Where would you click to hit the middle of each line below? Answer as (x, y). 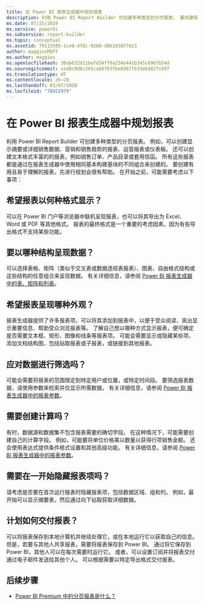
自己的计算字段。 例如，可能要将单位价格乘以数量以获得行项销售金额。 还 (103, 440)
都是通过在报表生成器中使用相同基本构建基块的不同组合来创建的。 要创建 (97, 164)
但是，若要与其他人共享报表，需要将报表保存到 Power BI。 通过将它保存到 (99, 544)
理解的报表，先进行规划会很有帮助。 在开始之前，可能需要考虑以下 (110, 172)
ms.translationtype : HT (36, 74)
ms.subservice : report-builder (46, 35)
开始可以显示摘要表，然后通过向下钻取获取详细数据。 (73, 500)
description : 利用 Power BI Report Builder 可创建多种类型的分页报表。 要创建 (100, 18)
